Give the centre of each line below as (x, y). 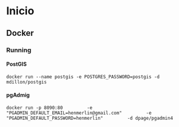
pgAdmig (18, 95)
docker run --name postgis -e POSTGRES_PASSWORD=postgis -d (83, 77)
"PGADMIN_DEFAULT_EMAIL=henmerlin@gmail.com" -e (79, 113)
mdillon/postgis (26, 82)
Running (19, 50)
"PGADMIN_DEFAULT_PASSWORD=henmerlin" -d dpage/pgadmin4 (89, 118)
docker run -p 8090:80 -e (50, 108)
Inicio (20, 11)
